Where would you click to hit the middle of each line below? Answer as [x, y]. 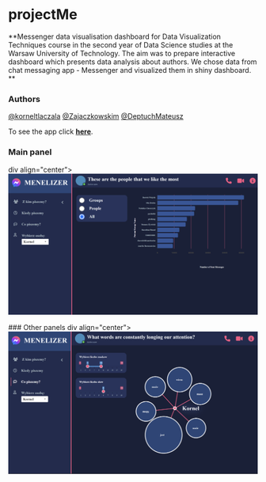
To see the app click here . [51, 131]
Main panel [30, 152]
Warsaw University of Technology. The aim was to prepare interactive [122, 53]
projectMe [43, 15]
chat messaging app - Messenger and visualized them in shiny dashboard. [130, 70]
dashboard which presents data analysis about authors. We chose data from [133, 62]
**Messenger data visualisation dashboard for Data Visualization [115, 36]
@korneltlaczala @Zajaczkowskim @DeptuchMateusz [96, 116]
